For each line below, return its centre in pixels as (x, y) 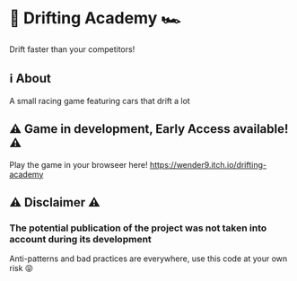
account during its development (81, 239)
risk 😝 (22, 268)
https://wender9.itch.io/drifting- (208, 164)
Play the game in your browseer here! (79, 164)
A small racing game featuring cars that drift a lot (100, 101)
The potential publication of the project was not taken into (138, 228)
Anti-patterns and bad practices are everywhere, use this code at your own (148, 259)
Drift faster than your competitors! (72, 49)
